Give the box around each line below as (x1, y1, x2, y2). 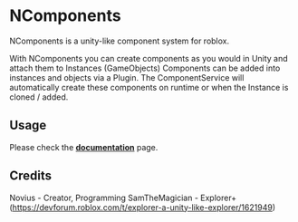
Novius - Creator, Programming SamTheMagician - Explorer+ (9, 192, 237, 203)
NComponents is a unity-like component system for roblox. (9, 35, 230, 46)
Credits (9, 169, 53, 184)
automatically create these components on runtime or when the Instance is (9, 82, 289, 92)
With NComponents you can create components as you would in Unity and (9, 53, 288, 63)
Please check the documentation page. (9, 141, 159, 152)
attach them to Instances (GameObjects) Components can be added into (9, 63, 281, 73)
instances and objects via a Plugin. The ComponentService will (9, 72, 245, 82)
